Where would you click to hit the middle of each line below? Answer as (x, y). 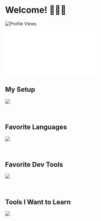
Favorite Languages (36, 127)
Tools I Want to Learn (38, 202)
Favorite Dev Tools (34, 164)
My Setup (20, 90)
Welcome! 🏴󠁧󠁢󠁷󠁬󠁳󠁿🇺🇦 (36, 10)
